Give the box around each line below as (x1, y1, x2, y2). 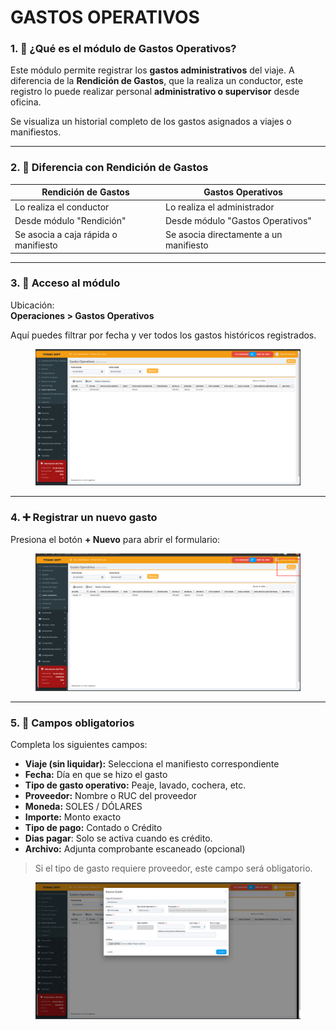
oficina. (10, 96, 42, 108)
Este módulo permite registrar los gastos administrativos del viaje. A (10, 64, 295, 76)
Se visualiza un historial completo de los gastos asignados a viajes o (10, 116, 292, 128)
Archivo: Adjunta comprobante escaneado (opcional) (24, 842, 246, 855)
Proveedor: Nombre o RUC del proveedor (24, 789, 197, 801)
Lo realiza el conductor (14, 201, 110, 213)
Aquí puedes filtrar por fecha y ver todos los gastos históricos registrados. (10, 329, 317, 341)
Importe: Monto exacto (24, 811, 122, 823)
